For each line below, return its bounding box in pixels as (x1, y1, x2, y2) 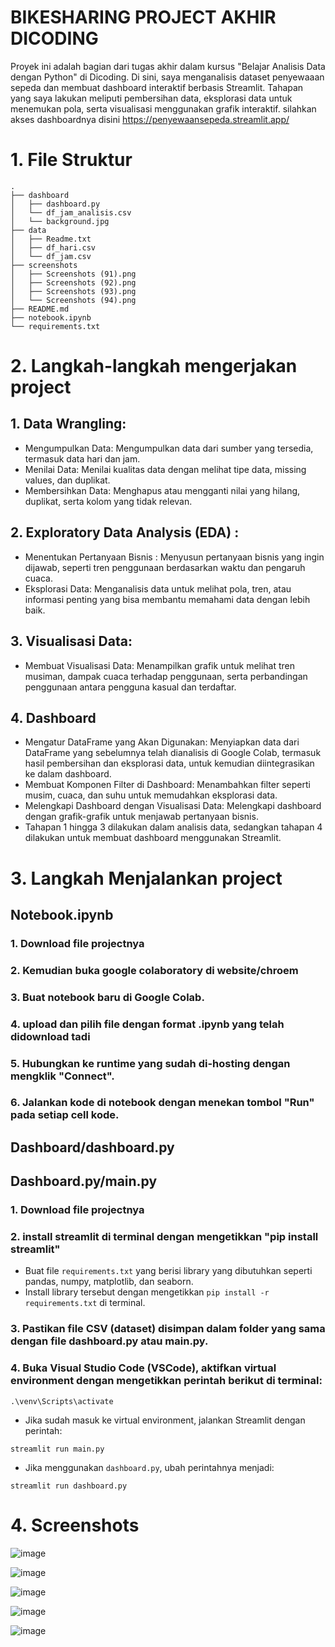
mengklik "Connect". (10, 1069, 115, 1083)
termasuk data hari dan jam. (24, 452, 141, 465)
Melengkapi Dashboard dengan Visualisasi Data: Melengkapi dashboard (24, 800, 322, 812)
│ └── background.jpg (10, 216, 110, 226)
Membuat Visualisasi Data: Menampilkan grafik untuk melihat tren (24, 659, 296, 671)
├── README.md (10, 304, 70, 314)
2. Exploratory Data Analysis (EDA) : (10, 524, 240, 541)
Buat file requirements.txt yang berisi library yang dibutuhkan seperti (24, 1265, 313, 1277)
